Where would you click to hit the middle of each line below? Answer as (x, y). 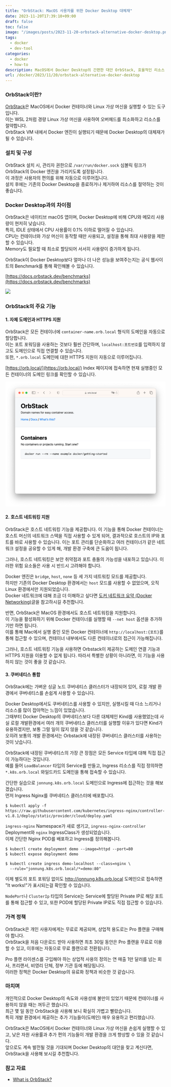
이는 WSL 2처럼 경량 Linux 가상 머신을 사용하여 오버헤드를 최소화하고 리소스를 (83, 119)
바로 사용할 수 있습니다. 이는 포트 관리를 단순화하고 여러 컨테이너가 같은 (85, 542)
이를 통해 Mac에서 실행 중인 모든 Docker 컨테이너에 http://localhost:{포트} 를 (84, 632)
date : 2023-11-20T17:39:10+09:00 (41, 16)
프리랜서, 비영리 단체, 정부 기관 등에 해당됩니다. (59, 965)
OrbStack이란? (24, 95)
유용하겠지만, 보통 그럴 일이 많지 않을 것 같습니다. (54, 729)
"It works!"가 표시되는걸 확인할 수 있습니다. (48, 885)
